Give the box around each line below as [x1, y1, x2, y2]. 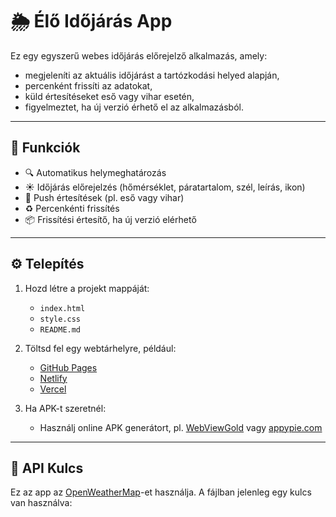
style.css [39, 314, 82, 324]
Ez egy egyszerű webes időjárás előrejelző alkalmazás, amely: [10, 49, 268, 62]
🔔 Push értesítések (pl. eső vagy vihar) [24, 191, 185, 203]
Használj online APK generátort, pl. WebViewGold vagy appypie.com [39, 421, 323, 433]
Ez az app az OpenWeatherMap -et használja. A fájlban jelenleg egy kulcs [10, 486, 312, 498]
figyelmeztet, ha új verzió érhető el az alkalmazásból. [24, 101, 244, 113]
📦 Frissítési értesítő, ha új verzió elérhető [24, 213, 197, 225]
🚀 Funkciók [10, 139, 81, 157]
